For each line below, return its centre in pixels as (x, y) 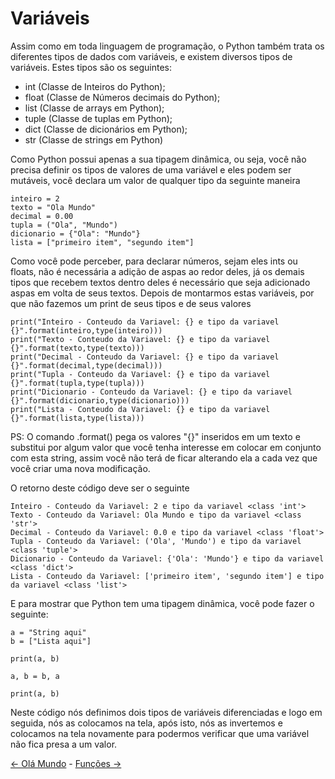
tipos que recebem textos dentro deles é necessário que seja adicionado (160, 282)
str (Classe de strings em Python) (94, 139)
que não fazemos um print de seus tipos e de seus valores (131, 303)
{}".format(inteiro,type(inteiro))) (86, 330)
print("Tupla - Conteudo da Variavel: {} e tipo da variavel (140, 374)
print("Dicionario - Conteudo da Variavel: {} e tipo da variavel (151, 392)
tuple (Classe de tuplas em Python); (98, 118)
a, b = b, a (35, 676)
